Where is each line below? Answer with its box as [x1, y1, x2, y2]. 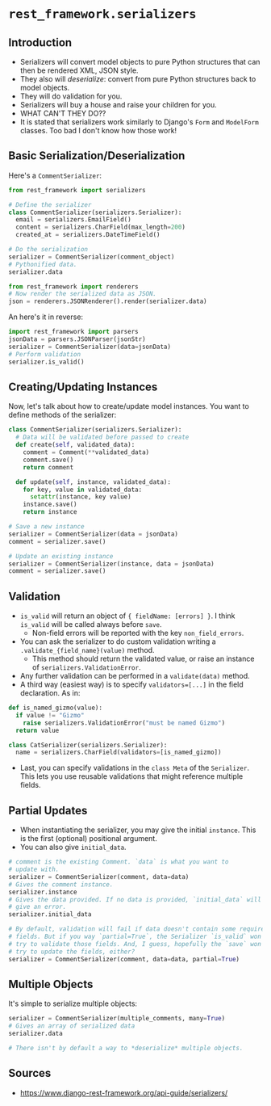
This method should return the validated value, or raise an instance [31, 654, 255, 664]
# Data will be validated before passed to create [15, 433, 190, 442]
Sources [8, 1066, 52, 1080]
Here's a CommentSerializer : [8, 170, 102, 180]
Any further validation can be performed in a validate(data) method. [19, 671, 250, 681]
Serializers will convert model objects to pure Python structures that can [19, 57, 261, 66]
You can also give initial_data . [19, 843, 127, 852]
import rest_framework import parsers [8, 328, 139, 336]
